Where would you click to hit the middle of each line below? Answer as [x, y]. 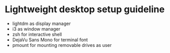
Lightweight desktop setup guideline [85, 9]
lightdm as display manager [41, 23]
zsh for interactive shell [37, 34]
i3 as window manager [36, 29]
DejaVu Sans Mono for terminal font [50, 40]
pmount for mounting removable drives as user [62, 45]
